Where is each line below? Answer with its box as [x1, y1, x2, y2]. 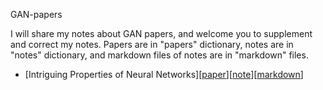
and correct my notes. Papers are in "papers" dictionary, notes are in [10, 39, 294, 50]
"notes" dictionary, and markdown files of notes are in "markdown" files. [10, 49, 309, 61]
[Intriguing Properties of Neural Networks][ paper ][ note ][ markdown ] [24, 69, 304, 80]
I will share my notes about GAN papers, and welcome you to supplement [10, 28, 313, 39]
